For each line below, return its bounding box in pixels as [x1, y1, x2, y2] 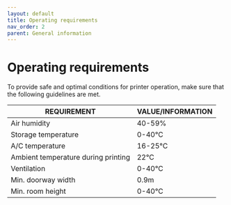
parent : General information [7, 29, 92, 37]
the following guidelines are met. [7, 90, 101, 98]
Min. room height [10, 186, 66, 196]
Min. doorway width [10, 175, 76, 185]
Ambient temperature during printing [10, 153, 131, 162]
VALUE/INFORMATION [136, 107, 213, 116]
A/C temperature [10, 141, 66, 151]
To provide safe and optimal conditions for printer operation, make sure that [7, 83, 225, 91]
